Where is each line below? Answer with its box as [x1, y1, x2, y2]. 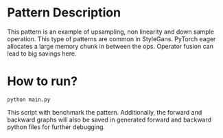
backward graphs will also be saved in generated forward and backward [7, 115, 211, 124]
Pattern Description [7, 5, 121, 21]
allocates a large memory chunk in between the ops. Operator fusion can [7, 42, 214, 50]
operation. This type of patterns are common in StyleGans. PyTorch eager [7, 34, 216, 43]
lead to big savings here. [7, 49, 77, 58]
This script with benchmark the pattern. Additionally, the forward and [7, 108, 202, 116]
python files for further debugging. [7, 122, 105, 131]
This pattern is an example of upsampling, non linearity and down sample [7, 27, 215, 36]
